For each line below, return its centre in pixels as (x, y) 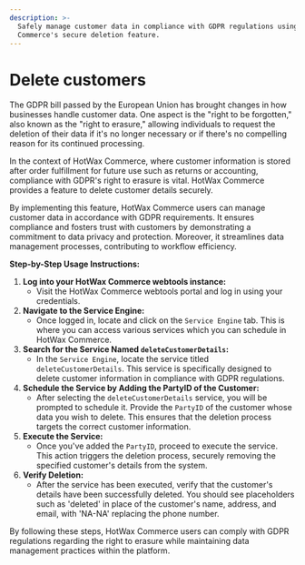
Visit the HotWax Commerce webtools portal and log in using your (159, 291)
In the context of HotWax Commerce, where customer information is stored (150, 161)
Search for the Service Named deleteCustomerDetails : (126, 349)
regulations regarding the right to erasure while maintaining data (129, 541)
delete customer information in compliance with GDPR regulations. (160, 378)
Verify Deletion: (53, 475)
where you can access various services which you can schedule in (161, 330)
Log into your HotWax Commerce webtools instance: (124, 282)
